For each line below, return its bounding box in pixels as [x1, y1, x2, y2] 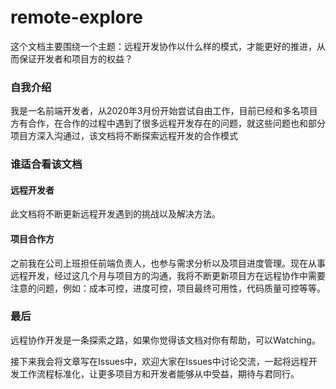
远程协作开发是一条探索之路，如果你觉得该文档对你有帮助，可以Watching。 [10, 334, 321, 346]
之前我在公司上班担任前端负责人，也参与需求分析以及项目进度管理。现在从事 [10, 257, 326, 269]
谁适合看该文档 [10, 157, 83, 171]
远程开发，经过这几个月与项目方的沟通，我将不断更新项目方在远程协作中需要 [10, 269, 326, 281]
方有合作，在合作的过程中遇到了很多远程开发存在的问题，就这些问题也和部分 [10, 117, 326, 130]
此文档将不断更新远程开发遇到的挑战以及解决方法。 [10, 208, 221, 220]
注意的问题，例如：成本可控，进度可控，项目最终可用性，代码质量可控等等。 [10, 282, 326, 294]
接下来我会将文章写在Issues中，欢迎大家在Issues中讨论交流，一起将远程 [10, 355, 309, 367]
